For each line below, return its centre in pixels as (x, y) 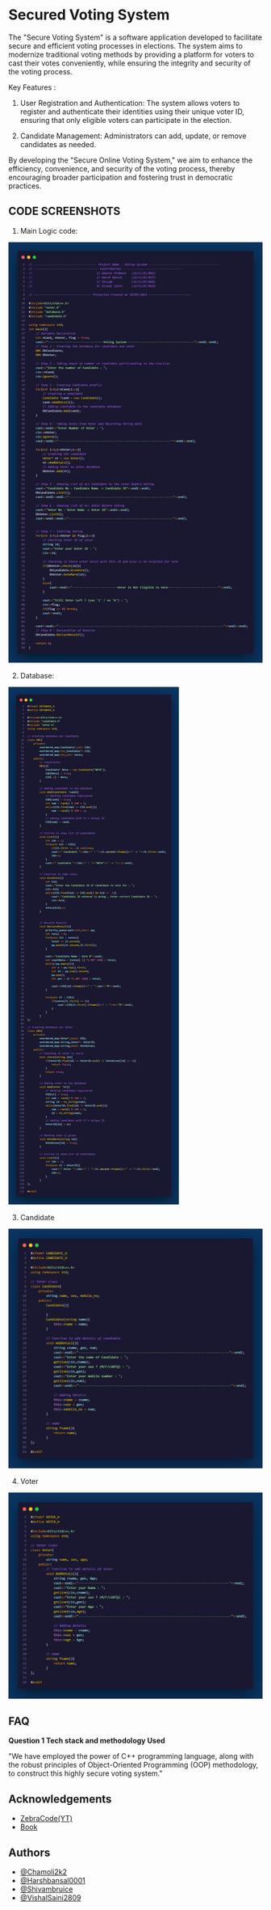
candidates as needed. (58, 144)
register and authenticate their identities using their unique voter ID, (132, 112)
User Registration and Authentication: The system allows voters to (130, 103)
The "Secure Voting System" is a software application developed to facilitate (135, 37)
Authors (29, 1852)
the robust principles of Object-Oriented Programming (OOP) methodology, (133, 1765)
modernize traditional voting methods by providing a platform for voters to (131, 54)
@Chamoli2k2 (43, 1872)
